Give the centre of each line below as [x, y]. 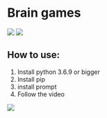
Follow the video [41, 94]
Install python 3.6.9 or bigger [59, 72]
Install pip [31, 79]
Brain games [44, 13]
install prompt [37, 87]
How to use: [34, 55]
